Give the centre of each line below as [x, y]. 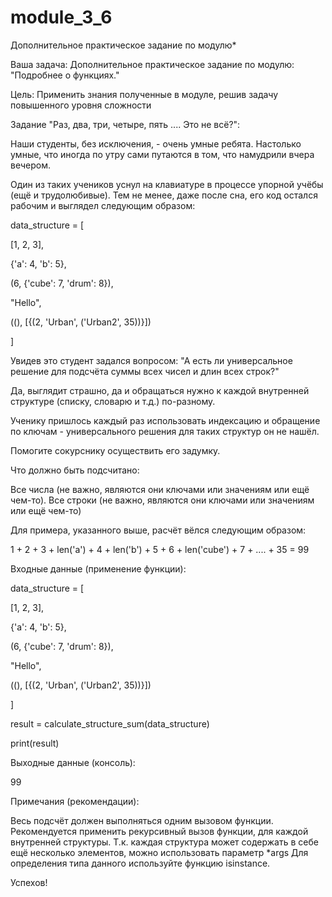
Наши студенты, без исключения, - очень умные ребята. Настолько [156, 143]
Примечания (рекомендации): [75, 801]
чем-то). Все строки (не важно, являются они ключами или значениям [162, 500]
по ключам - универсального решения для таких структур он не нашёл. [165, 431]
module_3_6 [61, 17]
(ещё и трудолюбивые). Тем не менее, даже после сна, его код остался [164, 195]
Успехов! [29, 882]
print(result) [35, 743]
